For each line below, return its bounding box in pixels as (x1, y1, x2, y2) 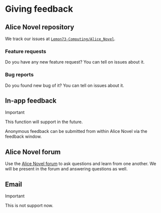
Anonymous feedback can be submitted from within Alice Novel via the (5, 128, 147, 134)
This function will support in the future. (5, 119, 83, 125)
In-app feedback (5, 96, 57, 105)
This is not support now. (5, 203, 54, 209)
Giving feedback (5, 3, 73, 15)
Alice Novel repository (5, 23, 74, 31)
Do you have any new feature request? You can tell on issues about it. (5, 59, 145, 65)
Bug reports (5, 71, 34, 78)
